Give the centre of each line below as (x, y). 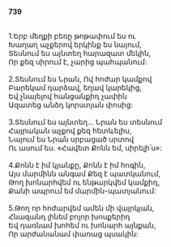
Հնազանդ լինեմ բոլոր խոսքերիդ (69, 217)
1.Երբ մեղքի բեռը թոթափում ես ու (72, 36)
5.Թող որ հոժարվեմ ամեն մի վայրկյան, (81, 208)
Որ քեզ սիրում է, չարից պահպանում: (78, 62)
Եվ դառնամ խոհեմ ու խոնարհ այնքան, (82, 225)
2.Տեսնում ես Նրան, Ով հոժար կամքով (80, 79)
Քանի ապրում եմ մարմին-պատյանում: (82, 191)
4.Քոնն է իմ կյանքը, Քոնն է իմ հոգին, (77, 165)
